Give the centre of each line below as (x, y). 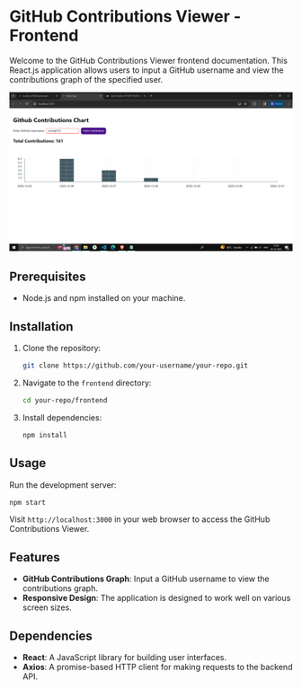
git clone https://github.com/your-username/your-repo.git (135, 366)
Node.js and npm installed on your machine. (104, 298)
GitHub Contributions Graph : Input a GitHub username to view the (146, 579)
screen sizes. (47, 607)
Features (35, 557)
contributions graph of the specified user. (86, 79)
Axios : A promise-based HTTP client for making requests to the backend (157, 667)
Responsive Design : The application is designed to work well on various (156, 598)
